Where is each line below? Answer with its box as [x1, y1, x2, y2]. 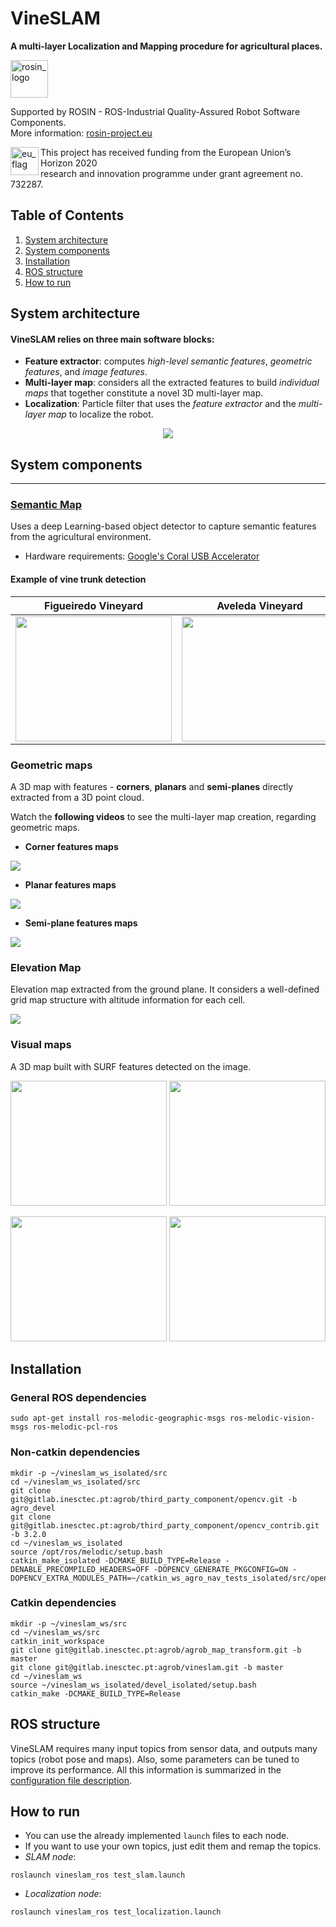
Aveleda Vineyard [216, 598, 303, 612]
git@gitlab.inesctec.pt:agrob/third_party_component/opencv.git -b [10, 1494, 298, 1504]
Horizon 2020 [40, 157, 98, 169]
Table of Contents [10, 207, 125, 224]
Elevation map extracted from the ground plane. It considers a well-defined [10, 983, 320, 996]
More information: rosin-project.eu [10, 127, 153, 139]
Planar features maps [24, 878, 117, 891]
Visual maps [10, 1038, 72, 1052]
